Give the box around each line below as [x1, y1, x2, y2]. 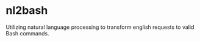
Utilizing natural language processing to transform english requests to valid [5, 23, 195, 31]
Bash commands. [5, 29, 49, 37]
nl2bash [5, 4, 48, 17]
